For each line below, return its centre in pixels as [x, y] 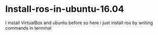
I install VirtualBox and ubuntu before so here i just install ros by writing [79, 23]
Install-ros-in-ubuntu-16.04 [65, 9]
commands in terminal [28, 28]
